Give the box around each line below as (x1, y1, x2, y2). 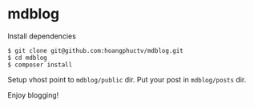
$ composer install (7, 61, 73, 69)
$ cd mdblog (7, 54, 47, 62)
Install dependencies (7, 31, 77, 41)
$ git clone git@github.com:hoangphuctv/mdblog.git (7, 46, 183, 54)
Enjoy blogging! (7, 90, 59, 100)
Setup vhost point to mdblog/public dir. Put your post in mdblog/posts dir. (7, 74, 247, 84)
